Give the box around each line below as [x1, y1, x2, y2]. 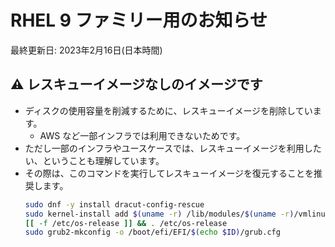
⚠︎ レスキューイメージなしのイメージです [10, 76, 263, 93]
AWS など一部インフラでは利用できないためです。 [39, 129, 246, 141]
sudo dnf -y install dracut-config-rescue [24, 199, 205, 210]
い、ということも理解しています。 [24, 154, 165, 166]
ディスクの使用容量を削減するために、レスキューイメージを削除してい [24, 104, 313, 116]
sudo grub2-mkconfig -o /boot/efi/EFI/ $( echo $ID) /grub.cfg [24, 227, 281, 238]
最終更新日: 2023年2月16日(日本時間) [10, 44, 163, 56]
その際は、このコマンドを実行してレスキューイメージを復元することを [24, 167, 315, 179]
